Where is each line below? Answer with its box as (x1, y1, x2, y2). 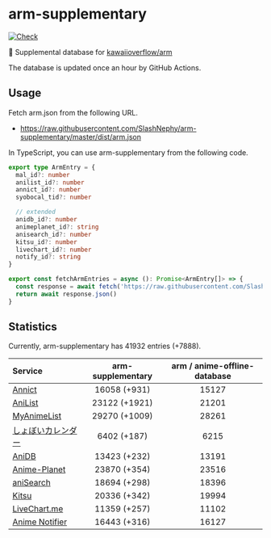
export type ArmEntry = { (8, 163, 95, 171)
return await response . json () (15, 290, 117, 298)
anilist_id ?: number (15, 179, 85, 187)
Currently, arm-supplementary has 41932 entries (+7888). (8, 341, 202, 351)
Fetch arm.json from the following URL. (8, 107, 139, 117)
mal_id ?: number (15, 170, 70, 179)
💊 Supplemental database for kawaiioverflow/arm (8, 47, 173, 57)
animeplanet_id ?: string (15, 223, 99, 231)
